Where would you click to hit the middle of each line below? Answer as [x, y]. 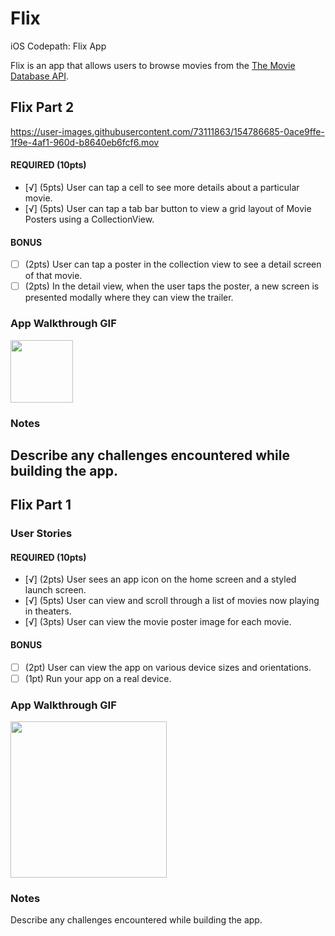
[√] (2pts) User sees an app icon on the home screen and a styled [160, 579]
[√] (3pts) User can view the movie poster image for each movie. [158, 622]
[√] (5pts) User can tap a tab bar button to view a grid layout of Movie [168, 208]
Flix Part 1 [41, 505]
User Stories [41, 534]
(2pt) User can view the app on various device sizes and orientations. [168, 667]
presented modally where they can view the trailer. [129, 298]
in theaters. [48, 611]
